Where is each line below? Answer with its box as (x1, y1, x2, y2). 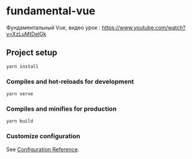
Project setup (6, 48, 58, 58)
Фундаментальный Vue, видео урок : (6, 24, 100, 31)
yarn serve (6, 91, 33, 97)
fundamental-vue (6, 4, 96, 18)
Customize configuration (6, 132, 81, 140)
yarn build (6, 118, 33, 124)
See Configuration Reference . (6, 145, 80, 153)
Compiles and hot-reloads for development (6, 77, 135, 85)
